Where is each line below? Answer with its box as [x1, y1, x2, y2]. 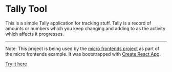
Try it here [5, 61, 27, 67]
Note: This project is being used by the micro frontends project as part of [5, 45, 160, 52]
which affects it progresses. [5, 31, 64, 37]
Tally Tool [5, 3, 48, 15]
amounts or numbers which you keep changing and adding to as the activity [5, 25, 166, 31]
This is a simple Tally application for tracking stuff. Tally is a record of [5, 20, 152, 26]
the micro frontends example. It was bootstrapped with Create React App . [5, 51, 161, 57]
